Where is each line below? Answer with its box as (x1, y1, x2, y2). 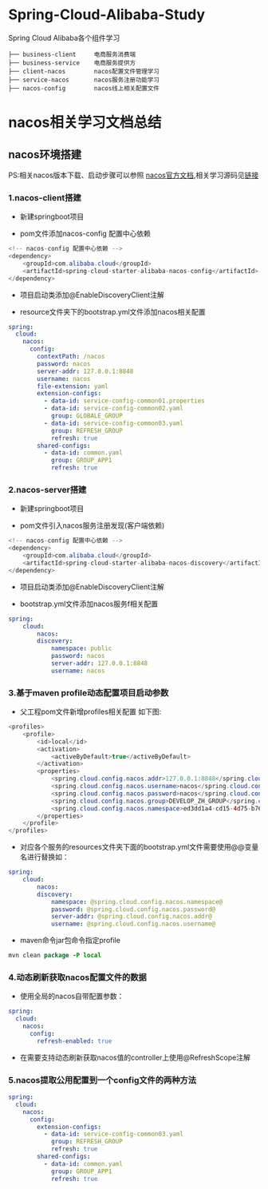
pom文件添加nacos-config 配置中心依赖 (19, 229, 152, 239)
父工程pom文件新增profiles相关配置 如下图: (19, 707, 162, 716)
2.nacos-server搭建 (8, 485, 87, 496)
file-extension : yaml (37, 382, 109, 390)
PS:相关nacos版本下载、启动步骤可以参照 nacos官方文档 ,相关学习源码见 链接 (8, 170, 259, 180)
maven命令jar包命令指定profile (19, 936, 121, 945)
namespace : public (50, 644, 112, 652)
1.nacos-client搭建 (8, 192, 81, 203)
